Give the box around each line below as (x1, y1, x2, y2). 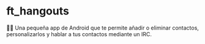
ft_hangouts (6, 4, 69, 18)
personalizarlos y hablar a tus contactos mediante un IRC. (6, 30, 152, 37)
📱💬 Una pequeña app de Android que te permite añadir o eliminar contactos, (6, 24, 199, 31)
